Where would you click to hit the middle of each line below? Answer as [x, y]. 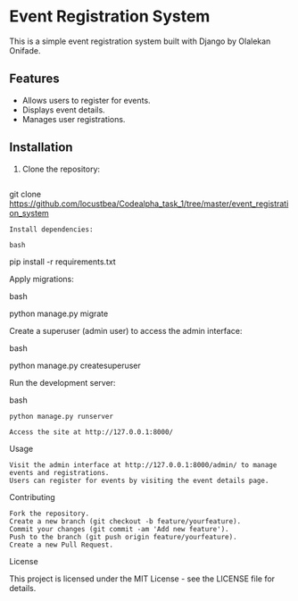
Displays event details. [63, 110]
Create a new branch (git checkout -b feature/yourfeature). [125, 521]
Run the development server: [62, 382]
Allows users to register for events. [86, 100]
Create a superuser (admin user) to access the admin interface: [126, 330]
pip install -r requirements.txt [62, 262]
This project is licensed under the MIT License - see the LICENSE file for [142, 579]
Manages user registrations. [74, 119]
